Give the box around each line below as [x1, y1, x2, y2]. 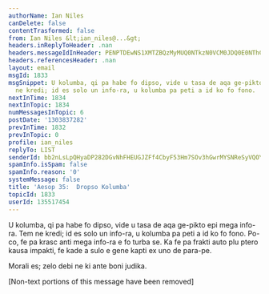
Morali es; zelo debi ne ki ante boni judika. [8, 261, 147, 271]
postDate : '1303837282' [8, 116, 88, 124]
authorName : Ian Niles [8, 11, 84, 20]
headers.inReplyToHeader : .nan [8, 42, 113, 50]
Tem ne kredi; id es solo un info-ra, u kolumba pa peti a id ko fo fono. [18, 228, 247, 238]
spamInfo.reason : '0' [8, 168, 81, 176]
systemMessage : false [8, 175, 81, 184]
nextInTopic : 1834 [8, 101, 70, 109]
